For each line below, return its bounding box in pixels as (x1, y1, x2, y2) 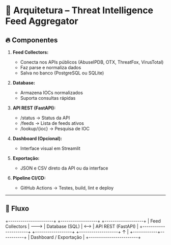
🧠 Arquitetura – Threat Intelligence (5, 5, 154, 16)
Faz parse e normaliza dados (20, 65, 81, 70)
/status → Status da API (20, 115, 70, 121)
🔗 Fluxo (5, 204, 30, 213)
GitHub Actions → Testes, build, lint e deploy (20, 185, 114, 190)
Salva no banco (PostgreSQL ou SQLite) (20, 70, 104, 76)
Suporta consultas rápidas (20, 95, 76, 101)
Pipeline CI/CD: (12, 175, 46, 181)
